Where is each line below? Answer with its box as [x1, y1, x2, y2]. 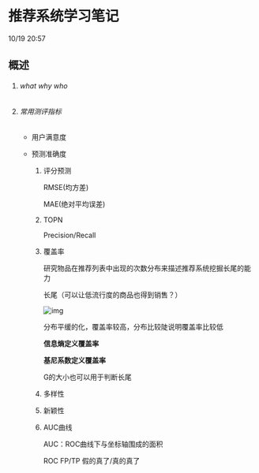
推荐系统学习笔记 [8, 7, 120, 25]
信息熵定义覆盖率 [43, 339, 99, 348]
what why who [19, 80, 69, 91]
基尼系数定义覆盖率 [43, 356, 107, 365]
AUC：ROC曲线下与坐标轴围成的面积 [43, 439, 163, 449]
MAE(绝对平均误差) [43, 199, 106, 209]
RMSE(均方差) [43, 183, 89, 192]
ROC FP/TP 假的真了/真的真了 [43, 456, 141, 466]
